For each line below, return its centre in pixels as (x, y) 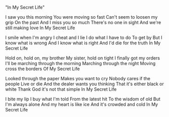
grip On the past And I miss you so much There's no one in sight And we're (83, 22)
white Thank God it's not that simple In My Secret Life (61, 89)
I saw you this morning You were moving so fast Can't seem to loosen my (81, 17)
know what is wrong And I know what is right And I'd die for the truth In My (83, 43)
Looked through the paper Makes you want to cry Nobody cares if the (78, 78)
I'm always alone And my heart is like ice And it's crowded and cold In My (81, 104)
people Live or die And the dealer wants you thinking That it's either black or (84, 84)
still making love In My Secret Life (40, 28)
